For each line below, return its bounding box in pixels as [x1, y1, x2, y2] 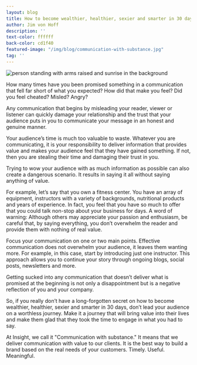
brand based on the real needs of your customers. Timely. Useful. [6, 346, 165, 353]
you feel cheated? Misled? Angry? [6, 93, 89, 100]
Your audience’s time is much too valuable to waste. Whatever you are [6, 135, 176, 142]
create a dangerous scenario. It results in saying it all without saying [6, 170, 170, 178]
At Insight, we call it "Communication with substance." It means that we [6, 333, 178, 340]
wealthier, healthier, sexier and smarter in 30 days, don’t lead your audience [6, 303, 189, 311]
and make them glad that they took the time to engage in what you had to [6, 316, 183, 323]
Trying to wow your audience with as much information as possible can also [6, 165, 189, 172]
